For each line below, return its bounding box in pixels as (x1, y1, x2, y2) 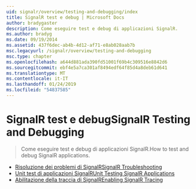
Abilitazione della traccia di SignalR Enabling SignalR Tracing (14, 176, 163, 183)
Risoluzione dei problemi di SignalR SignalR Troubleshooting (14, 163, 162, 170)
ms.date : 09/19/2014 (6, 37, 58, 43)
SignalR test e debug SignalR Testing (6, 113, 191, 127)
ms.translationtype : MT (6, 70, 66, 76)
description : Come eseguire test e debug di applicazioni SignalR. (6, 25, 179, 32)
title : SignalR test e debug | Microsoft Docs (6, 14, 125, 20)
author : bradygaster (6, 20, 58, 26)
